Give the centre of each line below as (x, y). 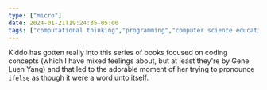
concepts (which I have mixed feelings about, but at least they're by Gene (129, 61)
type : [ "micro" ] (35, 15)
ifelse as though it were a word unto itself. (79, 78)
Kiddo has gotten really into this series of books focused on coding (118, 53)
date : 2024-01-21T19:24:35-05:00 (64, 23)
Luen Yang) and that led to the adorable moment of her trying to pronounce (132, 69)
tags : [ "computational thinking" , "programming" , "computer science (120, 30)
